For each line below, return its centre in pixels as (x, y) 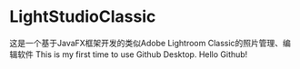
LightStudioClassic (83, 17)
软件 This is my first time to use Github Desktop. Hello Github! (132, 54)
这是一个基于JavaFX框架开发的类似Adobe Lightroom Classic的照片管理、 (146, 43)
